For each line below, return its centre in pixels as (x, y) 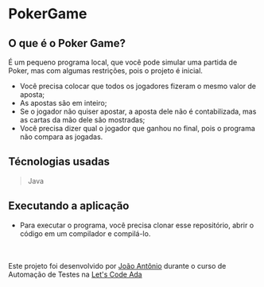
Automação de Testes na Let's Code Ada (75, 274)
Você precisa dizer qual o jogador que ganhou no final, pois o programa (138, 128)
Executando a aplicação (69, 206)
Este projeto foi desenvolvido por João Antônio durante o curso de (117, 266)
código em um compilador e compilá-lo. (85, 233)
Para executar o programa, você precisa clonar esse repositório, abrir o (137, 225)
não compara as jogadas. (61, 137)
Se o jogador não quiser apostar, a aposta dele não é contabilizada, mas (138, 111)
